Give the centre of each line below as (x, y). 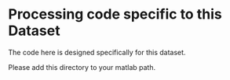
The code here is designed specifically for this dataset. (97, 52)
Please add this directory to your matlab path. (82, 67)
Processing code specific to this (115, 14)
